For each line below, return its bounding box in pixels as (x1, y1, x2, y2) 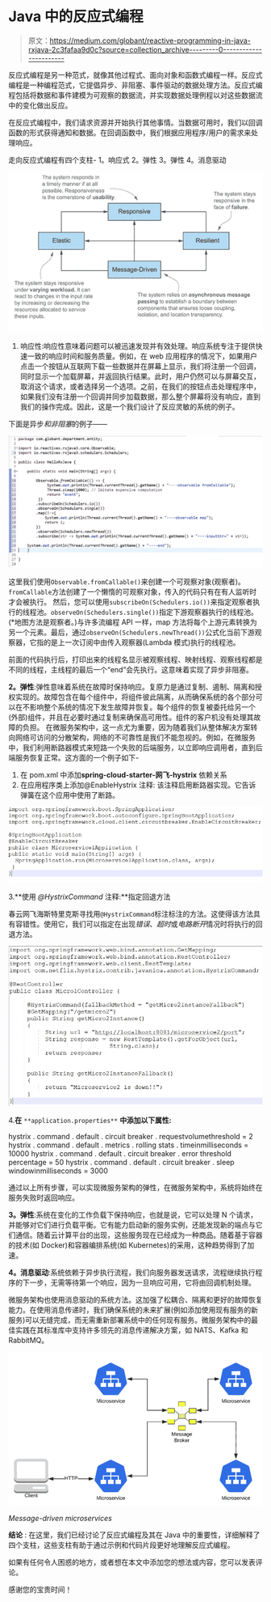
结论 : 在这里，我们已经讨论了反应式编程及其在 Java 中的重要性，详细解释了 (8, 1530, 261, 1540)
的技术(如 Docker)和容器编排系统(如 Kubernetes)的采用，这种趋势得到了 (8, 1240, 248, 1250)
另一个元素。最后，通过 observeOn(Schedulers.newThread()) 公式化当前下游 (8, 628, 256, 638)
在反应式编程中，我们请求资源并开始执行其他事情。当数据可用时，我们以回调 (8, 117, 263, 127)
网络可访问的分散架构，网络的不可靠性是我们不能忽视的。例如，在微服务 (15, 733, 256, 743)
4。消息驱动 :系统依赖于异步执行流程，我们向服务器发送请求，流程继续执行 (8, 1268, 256, 1278)
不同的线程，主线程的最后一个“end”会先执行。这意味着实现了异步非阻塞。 (8, 665, 254, 675)
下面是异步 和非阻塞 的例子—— (8, 419, 107, 429)
